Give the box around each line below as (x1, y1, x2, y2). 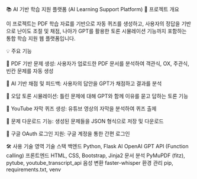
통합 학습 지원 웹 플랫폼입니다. (6, 35, 76, 42)
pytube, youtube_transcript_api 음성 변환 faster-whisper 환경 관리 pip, (6, 160, 173, 166)
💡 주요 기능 (6, 47, 33, 54)
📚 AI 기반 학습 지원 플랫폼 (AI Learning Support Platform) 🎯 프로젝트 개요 (6, 6, 179, 12)
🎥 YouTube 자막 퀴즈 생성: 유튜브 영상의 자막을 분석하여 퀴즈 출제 (6, 105, 157, 112)
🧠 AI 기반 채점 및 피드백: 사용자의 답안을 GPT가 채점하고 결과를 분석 (6, 80, 162, 87)
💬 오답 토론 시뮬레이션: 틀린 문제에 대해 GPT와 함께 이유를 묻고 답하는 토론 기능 (6, 93, 189, 99)
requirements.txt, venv (6, 166, 61, 173)
